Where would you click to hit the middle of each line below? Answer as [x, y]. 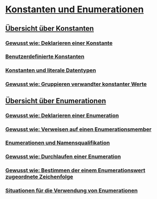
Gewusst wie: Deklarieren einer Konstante [59, 43]
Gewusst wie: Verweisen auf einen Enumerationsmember [78, 129]
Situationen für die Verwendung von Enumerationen [72, 191]
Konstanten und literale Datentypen [51, 70]
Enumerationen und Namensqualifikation [58, 143]
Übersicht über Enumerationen [56, 101]
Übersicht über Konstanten [50, 28]
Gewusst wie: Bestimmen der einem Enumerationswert [75, 170]
